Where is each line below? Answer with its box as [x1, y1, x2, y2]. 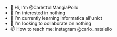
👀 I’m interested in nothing [10, 10, 65, 16]
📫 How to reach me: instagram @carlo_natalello [10, 26, 112, 32]
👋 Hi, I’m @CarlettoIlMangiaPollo [10, 5, 79, 10]
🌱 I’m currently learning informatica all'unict [10, 15, 102, 21]
